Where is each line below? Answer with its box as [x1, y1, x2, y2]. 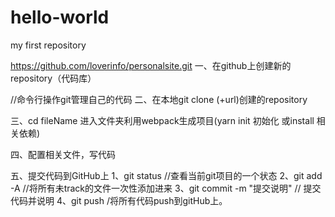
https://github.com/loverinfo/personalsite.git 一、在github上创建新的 [10, 59, 292, 71]
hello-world [10, 6, 110, 29]
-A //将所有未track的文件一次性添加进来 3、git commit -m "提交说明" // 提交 [10, 182, 322, 194]
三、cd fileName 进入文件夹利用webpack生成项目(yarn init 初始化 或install [10, 114, 315, 126]
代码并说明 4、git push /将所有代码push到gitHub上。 [10, 194, 228, 206]
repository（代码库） [10, 72, 97, 84]
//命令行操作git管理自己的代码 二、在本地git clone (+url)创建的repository [10, 93, 308, 105]
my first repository [10, 39, 87, 51]
